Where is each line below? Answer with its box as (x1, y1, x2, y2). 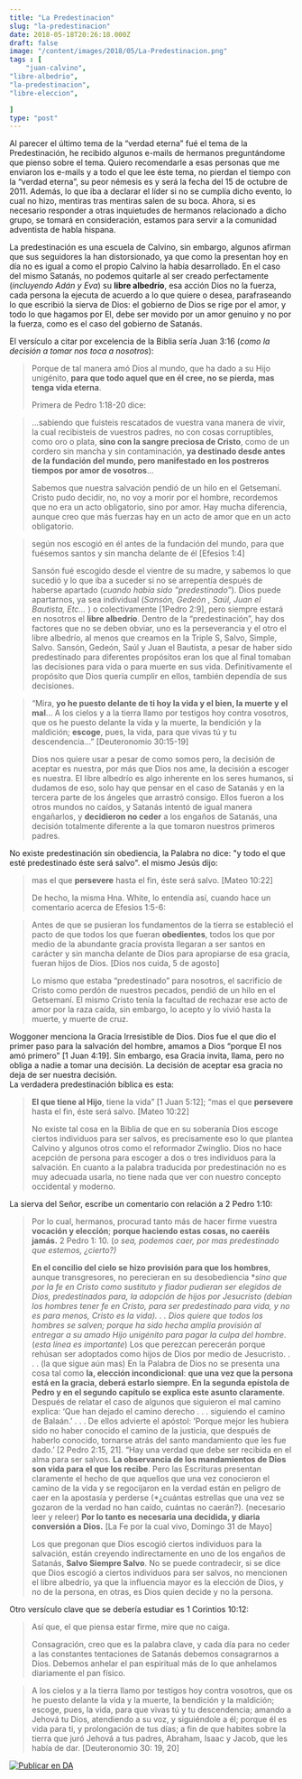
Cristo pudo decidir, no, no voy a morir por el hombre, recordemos (31, 493, 279, 503)
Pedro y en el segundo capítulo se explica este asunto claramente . (31, 1387, 286, 1398)
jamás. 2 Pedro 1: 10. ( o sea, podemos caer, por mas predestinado (31, 1235, 279, 1246)
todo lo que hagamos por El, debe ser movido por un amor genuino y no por (9, 309, 291, 320)
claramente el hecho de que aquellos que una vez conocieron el (31, 1473, 270, 1484)
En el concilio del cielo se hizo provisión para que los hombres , (31, 1262, 271, 1273)
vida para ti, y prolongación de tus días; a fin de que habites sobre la (31, 1724, 287, 1735)
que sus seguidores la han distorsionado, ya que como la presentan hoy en (9, 252, 288, 263)
